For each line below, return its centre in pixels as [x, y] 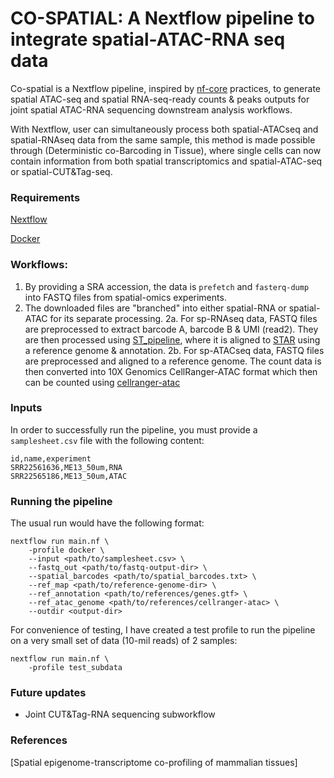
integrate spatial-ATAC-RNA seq [148, 39]
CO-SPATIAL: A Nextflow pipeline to [162, 18]
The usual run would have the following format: [107, 523]
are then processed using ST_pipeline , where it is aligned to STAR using [172, 339]
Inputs [26, 408]
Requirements [45, 197]
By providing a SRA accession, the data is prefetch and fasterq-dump [167, 286]
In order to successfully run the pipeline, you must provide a [134, 429]
